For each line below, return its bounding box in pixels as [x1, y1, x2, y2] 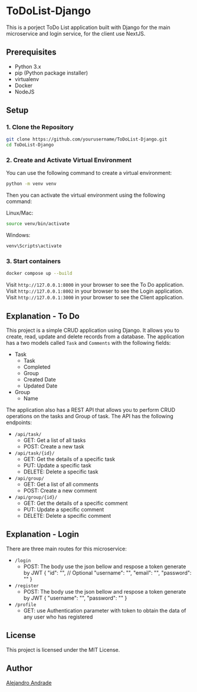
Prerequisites [6, 47, 57, 57]
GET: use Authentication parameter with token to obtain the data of [23, 607, 186, 614]
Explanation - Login [6, 529, 80, 540]
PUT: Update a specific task [23, 462, 91, 469]
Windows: [6, 232, 31, 239]
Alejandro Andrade [6, 679, 52, 686]
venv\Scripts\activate [6, 243, 62, 249]
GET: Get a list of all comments [23, 481, 98, 488]
